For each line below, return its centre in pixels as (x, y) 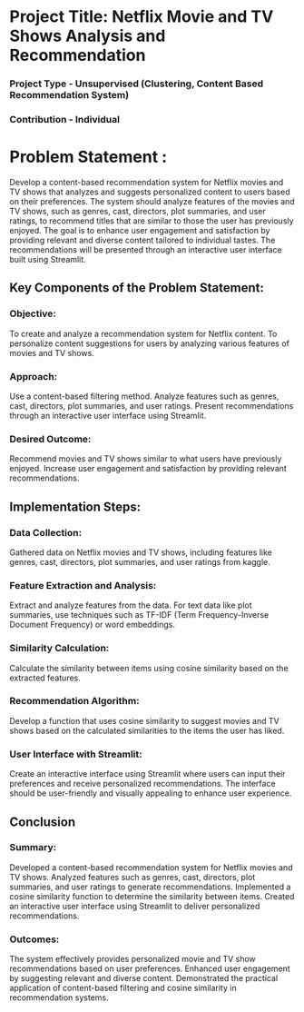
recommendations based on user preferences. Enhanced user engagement (150, 968)
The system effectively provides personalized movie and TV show (132, 959)
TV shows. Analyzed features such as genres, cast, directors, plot (132, 877)
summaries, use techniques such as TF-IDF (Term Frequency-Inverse (139, 615)
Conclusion (43, 822)
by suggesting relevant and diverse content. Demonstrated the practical (144, 978)
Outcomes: (34, 939)
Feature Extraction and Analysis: (83, 585)
